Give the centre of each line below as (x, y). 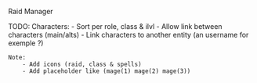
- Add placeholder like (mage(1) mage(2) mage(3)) (107, 71)
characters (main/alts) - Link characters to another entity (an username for (128, 35)
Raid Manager (31, 11)
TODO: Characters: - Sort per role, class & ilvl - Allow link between (115, 26)
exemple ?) (26, 43)
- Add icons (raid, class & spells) (82, 64)
